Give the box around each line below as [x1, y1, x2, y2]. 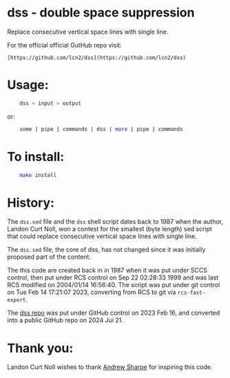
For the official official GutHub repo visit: [7, 41, 122, 49]
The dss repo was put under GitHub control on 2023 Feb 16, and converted [7, 308, 220, 317]
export [7, 297, 26, 304]
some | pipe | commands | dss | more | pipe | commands [19, 125, 184, 132]
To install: [7, 149, 65, 165]
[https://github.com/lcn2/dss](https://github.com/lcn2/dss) [7, 54, 187, 61]
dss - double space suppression [7, 5, 195, 21]
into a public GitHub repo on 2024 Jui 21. [7, 316, 124, 324]
